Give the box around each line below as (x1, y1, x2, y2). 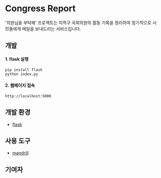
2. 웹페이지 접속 (5, 83, 35, 89)
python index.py (5, 71, 38, 76)
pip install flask (5, 67, 43, 72)
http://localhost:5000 (5, 93, 51, 98)
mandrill (12, 150, 29, 156)
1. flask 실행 (5, 56, 29, 62)
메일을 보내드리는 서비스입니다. (22, 25, 81, 32)
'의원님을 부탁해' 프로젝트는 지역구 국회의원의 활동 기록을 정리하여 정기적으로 (5, 20, 152, 25)
